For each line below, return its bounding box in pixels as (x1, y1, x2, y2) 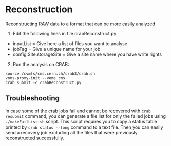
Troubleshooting (5, 94, 60, 103)
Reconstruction (5, 4, 73, 15)
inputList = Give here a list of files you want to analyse (12, 40, 127, 47)
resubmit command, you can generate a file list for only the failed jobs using (5, 113, 166, 119)
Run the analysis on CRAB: (12, 61, 69, 67)
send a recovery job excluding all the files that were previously (5, 129, 138, 135)
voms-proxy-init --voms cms (5, 75, 66, 80)
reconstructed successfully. (5, 135, 64, 141)
